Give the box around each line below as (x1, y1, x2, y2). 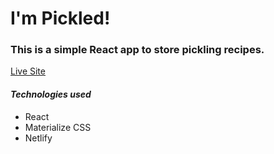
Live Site (10, 65, 46, 77)
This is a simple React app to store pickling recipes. (10, 43, 265, 57)
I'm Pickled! (10, 7, 111, 30)
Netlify (24, 132, 53, 144)
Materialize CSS (24, 121, 92, 133)
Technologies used (10, 88, 92, 101)
